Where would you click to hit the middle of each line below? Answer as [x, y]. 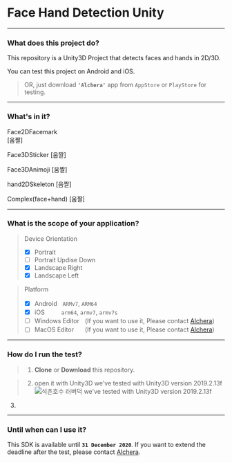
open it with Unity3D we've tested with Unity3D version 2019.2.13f [128, 383]
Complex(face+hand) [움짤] [46, 199]
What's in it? [29, 117]
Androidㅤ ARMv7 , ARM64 [66, 304]
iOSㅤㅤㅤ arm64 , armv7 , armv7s [76, 312]
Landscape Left [57, 275]
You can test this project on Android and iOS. [71, 71]
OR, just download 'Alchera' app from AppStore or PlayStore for [115, 85]
